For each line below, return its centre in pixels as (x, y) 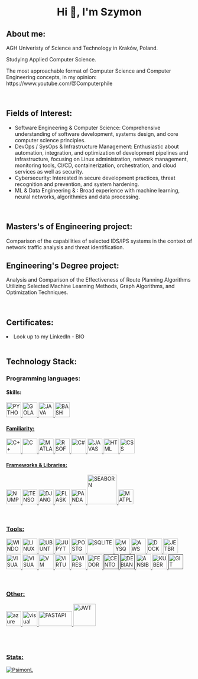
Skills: (14, 393)
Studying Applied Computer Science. (51, 59)
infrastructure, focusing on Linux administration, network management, (101, 159)
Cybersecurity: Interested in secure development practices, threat (95, 178)
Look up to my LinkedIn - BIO (49, 337)
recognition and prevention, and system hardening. (77, 184)
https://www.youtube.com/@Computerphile (59, 83)
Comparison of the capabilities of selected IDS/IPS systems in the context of (99, 241)
